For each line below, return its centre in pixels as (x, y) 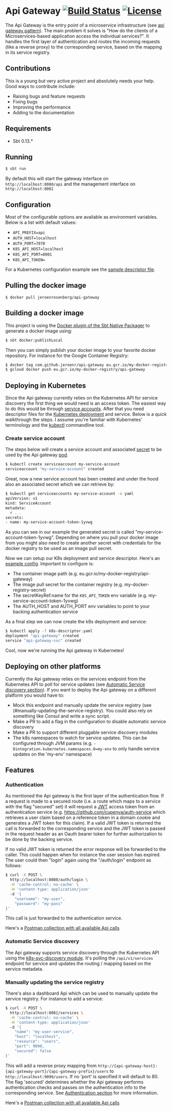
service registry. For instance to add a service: (54, 999)
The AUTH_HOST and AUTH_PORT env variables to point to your (81, 606)
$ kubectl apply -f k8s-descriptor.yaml (49, 631)
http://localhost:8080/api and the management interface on (70, 184)
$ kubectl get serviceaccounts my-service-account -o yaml (70, 494)
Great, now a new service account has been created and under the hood (82, 479)
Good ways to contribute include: (40, 86)
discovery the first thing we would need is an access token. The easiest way (86, 403)
